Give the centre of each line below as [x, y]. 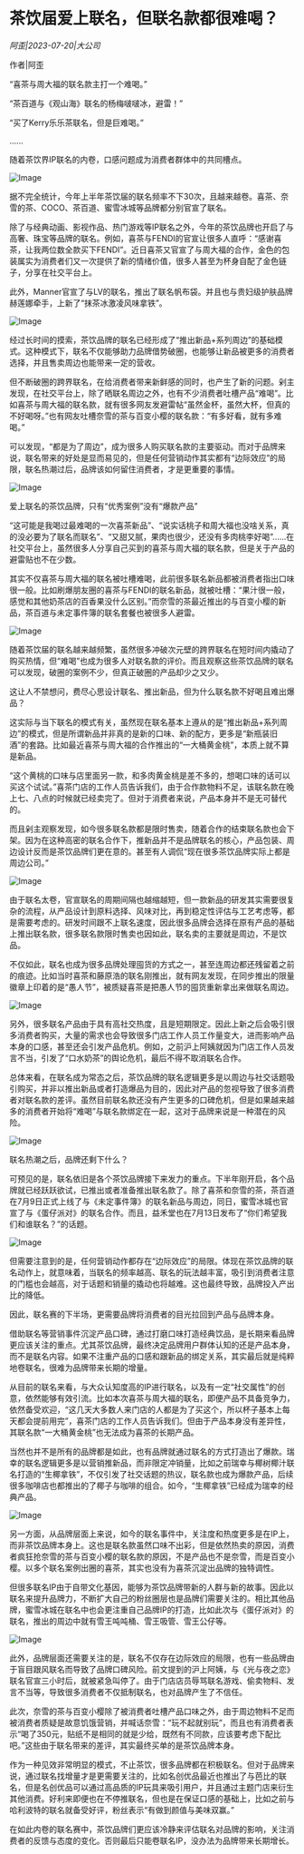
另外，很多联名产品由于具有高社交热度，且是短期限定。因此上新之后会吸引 [148, 1024]
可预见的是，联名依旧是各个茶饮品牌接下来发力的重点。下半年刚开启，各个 [148, 1178]
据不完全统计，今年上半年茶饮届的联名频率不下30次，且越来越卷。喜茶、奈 [149, 196]
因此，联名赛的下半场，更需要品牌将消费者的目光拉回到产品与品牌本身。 [144, 1314]
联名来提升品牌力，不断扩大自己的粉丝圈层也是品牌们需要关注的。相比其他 [148, 1598]
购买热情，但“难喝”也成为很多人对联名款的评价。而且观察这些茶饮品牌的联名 [152, 661]
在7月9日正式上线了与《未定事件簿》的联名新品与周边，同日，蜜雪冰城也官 [149, 1201]
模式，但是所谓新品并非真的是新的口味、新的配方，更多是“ [138, 733]
